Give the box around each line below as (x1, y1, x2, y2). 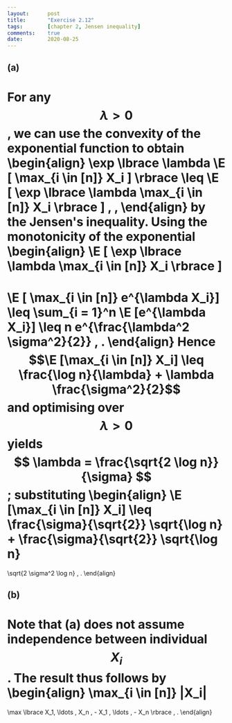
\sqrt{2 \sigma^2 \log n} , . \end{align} (7, 569, 116, 577)
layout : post (7, 10, 60, 17)
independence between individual (7, 632, 208, 648)
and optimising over (7, 400, 125, 416)
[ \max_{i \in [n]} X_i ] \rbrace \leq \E (7, 170, 220, 186)
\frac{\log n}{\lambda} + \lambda (18, 366, 215, 382)
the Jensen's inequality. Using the (7, 214, 208, 229)
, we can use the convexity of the (7, 125, 201, 141)
